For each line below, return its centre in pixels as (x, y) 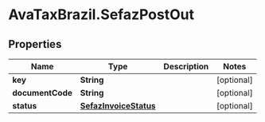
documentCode (43, 93)
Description (186, 67)
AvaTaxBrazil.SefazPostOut (101, 15)
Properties (35, 44)
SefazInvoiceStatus (118, 106)
